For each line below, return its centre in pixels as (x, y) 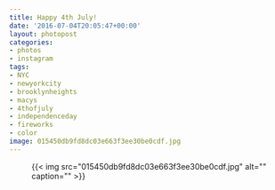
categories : (31, 42)
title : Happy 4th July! (53, 17)
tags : (19, 67)
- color (24, 133)
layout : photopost (43, 34)
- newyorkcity (36, 83)
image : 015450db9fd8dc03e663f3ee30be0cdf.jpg (95, 141)
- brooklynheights (43, 91)
